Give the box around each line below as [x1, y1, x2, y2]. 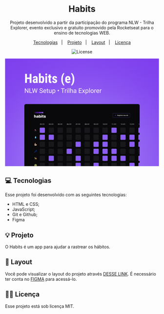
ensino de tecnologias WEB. [53, 30, 111, 36]
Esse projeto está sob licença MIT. [5, 303, 75, 309]
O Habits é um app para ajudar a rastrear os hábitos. [5, 244, 111, 250]
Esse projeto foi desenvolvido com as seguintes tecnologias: [5, 192, 127, 198]
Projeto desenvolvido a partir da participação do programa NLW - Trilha [9, 20, 155, 25]
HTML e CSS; [12, 201, 40, 207]
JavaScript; [12, 206, 36, 213]
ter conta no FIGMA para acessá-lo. [5, 276, 77, 282]
